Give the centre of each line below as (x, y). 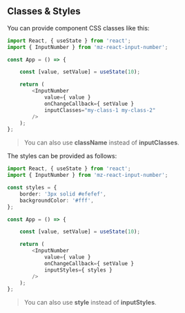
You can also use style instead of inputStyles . (90, 303)
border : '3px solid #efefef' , (63, 194)
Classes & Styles (44, 11)
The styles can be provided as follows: (62, 156)
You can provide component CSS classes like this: (78, 28)
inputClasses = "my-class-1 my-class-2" (100, 110)
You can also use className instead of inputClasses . (101, 143)
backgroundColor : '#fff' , (57, 200)
